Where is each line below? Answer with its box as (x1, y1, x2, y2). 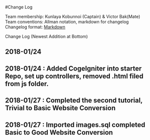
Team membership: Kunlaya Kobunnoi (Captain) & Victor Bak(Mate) (5, 14, 140, 19)
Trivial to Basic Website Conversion (5, 104, 116, 112)
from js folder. (5, 79, 49, 88)
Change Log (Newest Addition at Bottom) (5, 34, 88, 39)
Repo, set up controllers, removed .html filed (5, 72, 144, 80)
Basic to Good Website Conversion (5, 128, 113, 137)
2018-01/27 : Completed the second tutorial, (5, 96, 143, 105)
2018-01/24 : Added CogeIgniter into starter (5, 64, 142, 72)
